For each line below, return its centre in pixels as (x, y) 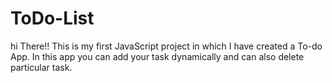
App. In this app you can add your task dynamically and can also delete (157, 56)
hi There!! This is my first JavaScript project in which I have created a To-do (166, 46)
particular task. (41, 67)
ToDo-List (52, 18)
